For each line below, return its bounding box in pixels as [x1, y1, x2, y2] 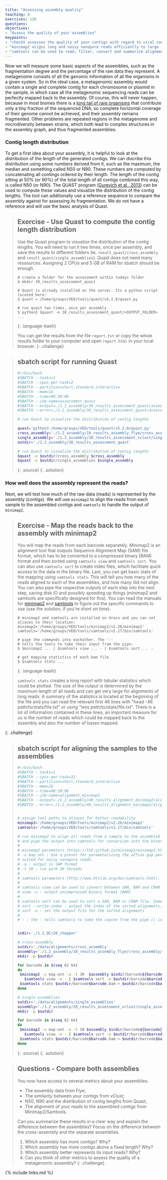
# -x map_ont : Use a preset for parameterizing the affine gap [17, 853, 154, 858]
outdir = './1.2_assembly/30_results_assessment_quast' [17, 440, 131, 445]
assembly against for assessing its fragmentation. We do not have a [5, 198, 144, 204]
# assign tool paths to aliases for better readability [17, 816, 136, 821]
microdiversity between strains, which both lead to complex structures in [5, 121, 155, 127]
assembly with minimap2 [17, 529, 97, 537]
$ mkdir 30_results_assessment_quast [17, 279, 96, 284]
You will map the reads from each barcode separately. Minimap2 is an [17, 542, 161, 548]
